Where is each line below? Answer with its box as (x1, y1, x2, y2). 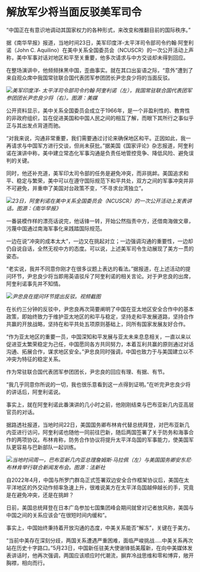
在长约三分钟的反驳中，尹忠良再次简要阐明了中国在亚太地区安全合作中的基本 (6, 305, 194, 312)
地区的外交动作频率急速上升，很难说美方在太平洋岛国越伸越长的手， (16, 484, 183, 491)
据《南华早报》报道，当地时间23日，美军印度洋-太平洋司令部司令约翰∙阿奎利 (6, 39, 194, 46)
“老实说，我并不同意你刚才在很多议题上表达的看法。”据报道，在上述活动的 (6, 265, 186, 272)
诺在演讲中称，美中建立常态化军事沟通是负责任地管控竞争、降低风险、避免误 (6, 149, 194, 156)
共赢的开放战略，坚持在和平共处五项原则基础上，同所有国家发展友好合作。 (6, 320, 189, 327)
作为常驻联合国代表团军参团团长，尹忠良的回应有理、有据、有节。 (6, 368, 168, 375)
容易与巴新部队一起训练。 (16, 443, 79, 451)
